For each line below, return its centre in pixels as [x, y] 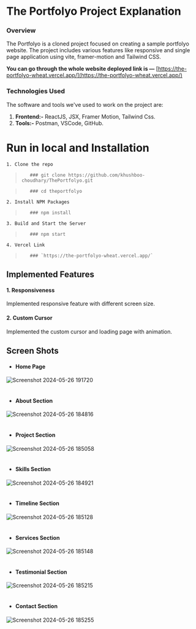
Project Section [35, 435]
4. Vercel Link [26, 245]
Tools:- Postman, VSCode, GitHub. [59, 123]
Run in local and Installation [78, 148]
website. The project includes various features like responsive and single [98, 50]
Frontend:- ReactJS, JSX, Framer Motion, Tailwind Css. [85, 116]
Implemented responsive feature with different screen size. [81, 304]
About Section [34, 400]
